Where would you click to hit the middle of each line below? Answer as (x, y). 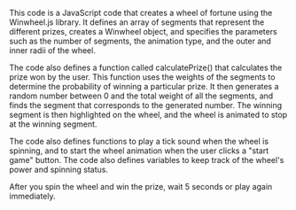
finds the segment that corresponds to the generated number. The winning (146, 105)
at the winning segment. (53, 124)
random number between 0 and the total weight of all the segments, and (141, 96)
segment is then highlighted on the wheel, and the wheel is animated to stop (148, 115)
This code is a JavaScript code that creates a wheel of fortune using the (141, 13)
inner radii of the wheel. (52, 51)
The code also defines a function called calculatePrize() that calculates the (146, 67)
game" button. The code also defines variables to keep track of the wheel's (147, 160)
